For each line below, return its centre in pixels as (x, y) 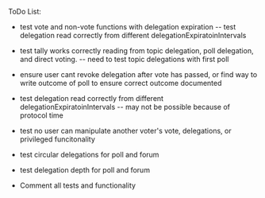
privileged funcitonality (57, 139)
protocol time (41, 115)
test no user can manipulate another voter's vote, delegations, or (125, 131)
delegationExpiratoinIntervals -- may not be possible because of (125, 107)
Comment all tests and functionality (78, 185)
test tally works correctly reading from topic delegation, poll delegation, (136, 50)
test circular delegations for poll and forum (89, 155)
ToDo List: (25, 12)
